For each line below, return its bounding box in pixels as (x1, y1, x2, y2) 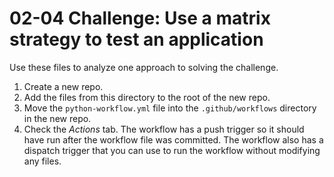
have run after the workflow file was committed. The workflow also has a (23, 133, 324, 146)
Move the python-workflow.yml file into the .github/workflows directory (23, 102, 317, 114)
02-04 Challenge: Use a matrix (9, 7, 271, 30)
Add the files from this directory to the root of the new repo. (23, 91, 271, 103)
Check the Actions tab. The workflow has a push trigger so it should (23, 123, 305, 135)
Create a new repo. (23, 80, 104, 92)
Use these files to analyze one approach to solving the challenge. (9, 61, 279, 73)
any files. (23, 155, 62, 167)
